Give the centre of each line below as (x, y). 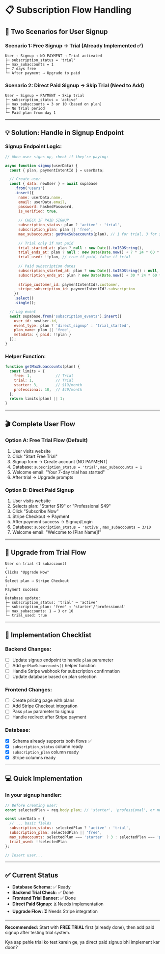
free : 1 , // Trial (44, 376)
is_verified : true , (38, 211)
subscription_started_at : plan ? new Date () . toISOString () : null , (89, 271)
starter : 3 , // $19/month (48, 385)
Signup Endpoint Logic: (34, 146)
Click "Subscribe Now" (35, 511)
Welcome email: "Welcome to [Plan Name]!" (57, 532)
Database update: (23, 598)
